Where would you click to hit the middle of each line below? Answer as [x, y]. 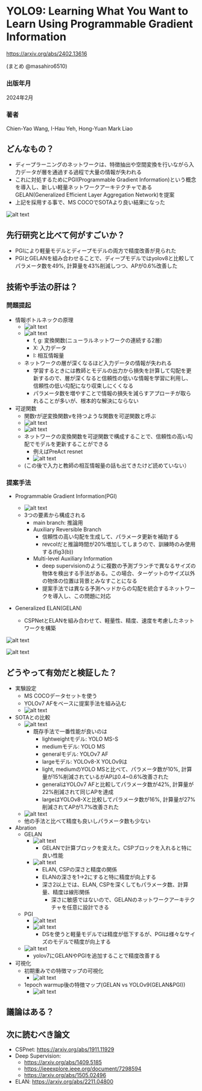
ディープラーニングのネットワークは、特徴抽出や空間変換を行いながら [102, 165]
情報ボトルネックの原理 [44, 319]
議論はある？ [30, 1012]
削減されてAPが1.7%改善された [80, 807]
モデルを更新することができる [72, 444]
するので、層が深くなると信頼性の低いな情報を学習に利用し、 [115, 378]
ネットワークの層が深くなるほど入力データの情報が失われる [98, 363]
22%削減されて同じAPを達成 [78, 791]
